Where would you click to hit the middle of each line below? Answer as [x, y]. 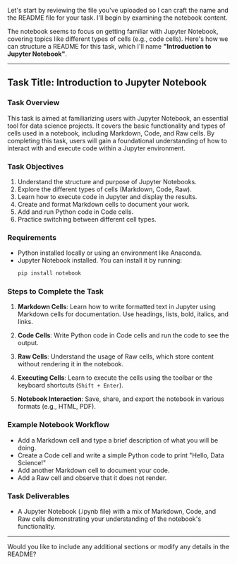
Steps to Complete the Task [56, 292]
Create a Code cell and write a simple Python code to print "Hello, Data [121, 455]
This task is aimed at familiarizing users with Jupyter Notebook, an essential [118, 118]
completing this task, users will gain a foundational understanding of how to [117, 140]
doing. [27, 448]
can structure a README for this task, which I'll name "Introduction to [109, 46]
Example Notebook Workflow [59, 425]
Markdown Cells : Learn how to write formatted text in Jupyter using [117, 307]
